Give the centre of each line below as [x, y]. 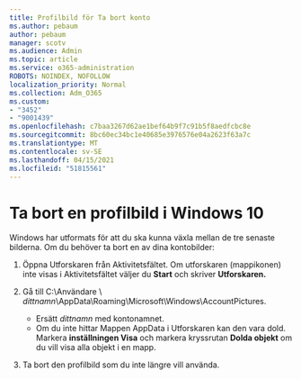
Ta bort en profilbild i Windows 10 [137, 213]
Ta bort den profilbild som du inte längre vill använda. [121, 365]
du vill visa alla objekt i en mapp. [96, 347]
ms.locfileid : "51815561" [58, 168]
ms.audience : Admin [46, 51]
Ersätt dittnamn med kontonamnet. [100, 319]
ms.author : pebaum [44, 26]
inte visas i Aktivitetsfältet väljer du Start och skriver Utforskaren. [144, 275]
